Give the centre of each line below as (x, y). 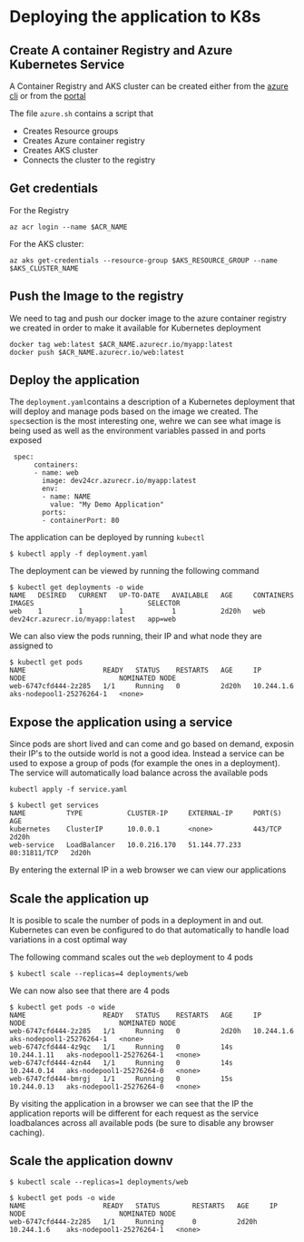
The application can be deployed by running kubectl (108, 537)
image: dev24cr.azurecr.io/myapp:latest (119, 481)
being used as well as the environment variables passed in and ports (137, 431)
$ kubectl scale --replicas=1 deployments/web (99, 1182)
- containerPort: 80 (81, 521)
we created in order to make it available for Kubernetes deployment (135, 328)
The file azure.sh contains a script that (82, 113)
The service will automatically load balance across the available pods (139, 773)
